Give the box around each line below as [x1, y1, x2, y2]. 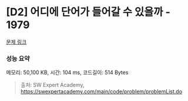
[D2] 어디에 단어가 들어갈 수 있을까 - [6, 5, 170, 19]
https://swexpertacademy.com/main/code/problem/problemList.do [20, 88, 183, 95]
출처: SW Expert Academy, [20, 82, 85, 89]
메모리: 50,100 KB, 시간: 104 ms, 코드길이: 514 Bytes [6, 69, 129, 76]
